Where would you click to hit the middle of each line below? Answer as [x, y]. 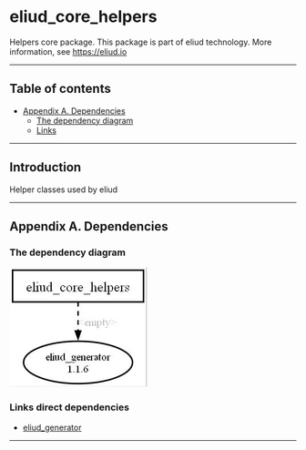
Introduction [46, 167]
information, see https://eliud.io [68, 51]
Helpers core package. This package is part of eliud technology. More [141, 42]
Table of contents [60, 89]
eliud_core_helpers [83, 17]
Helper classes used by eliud [64, 189]
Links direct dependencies [70, 407]
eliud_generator [52, 427]
